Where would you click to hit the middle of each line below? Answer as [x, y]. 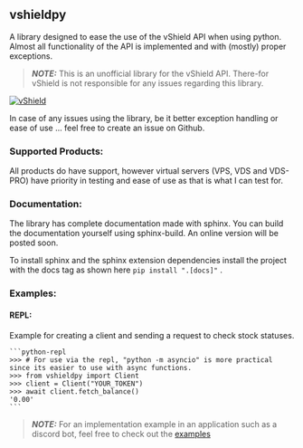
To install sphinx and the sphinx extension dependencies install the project [148, 261]
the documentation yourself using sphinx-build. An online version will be [144, 234]
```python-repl [38, 352]
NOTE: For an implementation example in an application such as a [154, 424]
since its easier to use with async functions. [101, 367]
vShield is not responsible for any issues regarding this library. [147, 83]
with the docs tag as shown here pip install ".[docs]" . [116, 270]
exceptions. [31, 56]
